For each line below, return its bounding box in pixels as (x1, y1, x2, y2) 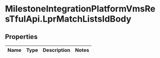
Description (43, 47, 70, 53)
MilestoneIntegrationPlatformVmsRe (5, 3, 156, 14)
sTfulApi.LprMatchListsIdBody (5, 13, 132, 24)
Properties (5, 33, 38, 41)
